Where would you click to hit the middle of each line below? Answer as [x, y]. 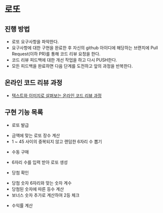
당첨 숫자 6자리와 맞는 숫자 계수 [41, 183]
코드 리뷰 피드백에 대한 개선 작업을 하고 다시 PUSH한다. [64, 60]
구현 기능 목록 [24, 112]
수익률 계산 [22, 205]
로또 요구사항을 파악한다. [35, 42]
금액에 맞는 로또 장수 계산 [36, 135]
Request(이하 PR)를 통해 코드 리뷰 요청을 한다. [56, 54]
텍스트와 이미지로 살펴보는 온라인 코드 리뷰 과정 [57, 96]
